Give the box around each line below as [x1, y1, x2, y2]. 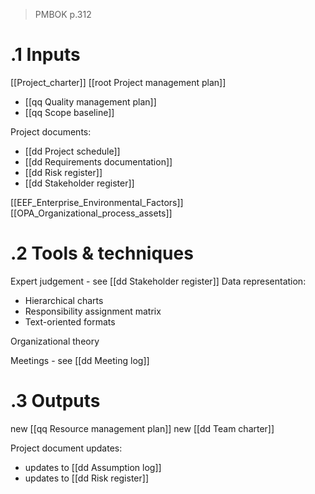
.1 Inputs [10, 44, 81, 66]
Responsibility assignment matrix [24, 305, 162, 317]
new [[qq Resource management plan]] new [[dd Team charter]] [10, 422, 275, 434]
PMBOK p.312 [34, 9, 92, 20]
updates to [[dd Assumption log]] [24, 461, 162, 473]
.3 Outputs [10, 390, 101, 413]
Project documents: [10, 125, 92, 138]
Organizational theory [10, 335, 100, 347]
